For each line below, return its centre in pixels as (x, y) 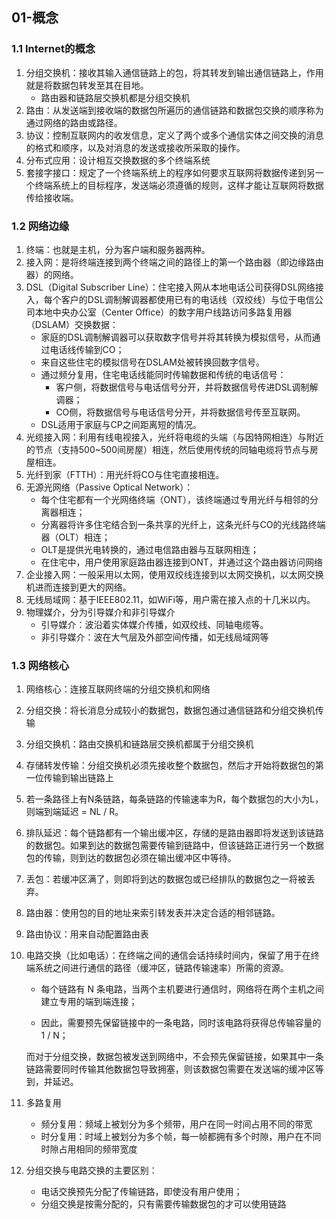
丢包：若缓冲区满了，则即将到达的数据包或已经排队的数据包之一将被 (166, 879)
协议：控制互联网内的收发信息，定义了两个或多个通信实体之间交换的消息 (174, 135)
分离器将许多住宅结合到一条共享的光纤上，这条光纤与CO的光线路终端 (183, 524)
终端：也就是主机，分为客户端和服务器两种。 (118, 249)
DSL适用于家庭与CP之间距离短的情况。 (121, 424)
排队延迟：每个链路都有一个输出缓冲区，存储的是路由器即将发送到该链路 (174, 833)
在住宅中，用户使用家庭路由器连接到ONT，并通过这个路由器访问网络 (181, 562)
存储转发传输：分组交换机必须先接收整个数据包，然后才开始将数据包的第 (174, 765)
